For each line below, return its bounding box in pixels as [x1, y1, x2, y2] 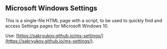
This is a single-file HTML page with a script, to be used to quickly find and [5, 17, 162, 23]
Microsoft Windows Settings [5, 4, 97, 13]
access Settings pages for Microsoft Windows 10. [5, 23, 109, 29]
